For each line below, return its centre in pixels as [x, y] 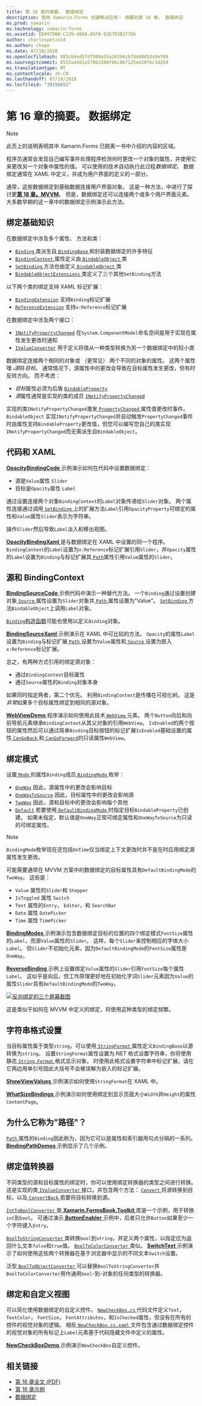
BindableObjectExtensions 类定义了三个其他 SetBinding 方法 [88, 274]
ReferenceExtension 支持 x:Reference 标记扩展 [71, 307]
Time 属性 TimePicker [41, 920]
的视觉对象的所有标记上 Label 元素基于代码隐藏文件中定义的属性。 [87, 1332]
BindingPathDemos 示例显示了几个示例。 [58, 1145]
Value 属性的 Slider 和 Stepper [52, 890]
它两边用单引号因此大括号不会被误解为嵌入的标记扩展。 [75, 1069]
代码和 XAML [31, 452]
